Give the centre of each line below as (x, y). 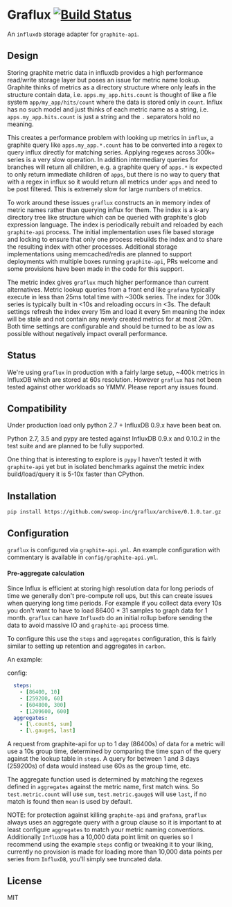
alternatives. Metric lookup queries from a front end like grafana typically (111, 289)
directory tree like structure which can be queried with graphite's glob (107, 217)
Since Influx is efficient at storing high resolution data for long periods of (110, 588)
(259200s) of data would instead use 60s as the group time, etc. (99, 766)
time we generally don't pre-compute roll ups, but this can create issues (110, 596)
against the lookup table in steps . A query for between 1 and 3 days (103, 759)
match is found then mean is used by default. (70, 802)
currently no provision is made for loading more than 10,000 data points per (115, 852)
